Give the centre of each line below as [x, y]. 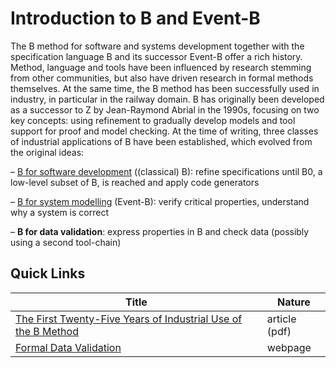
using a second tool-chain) [66, 242]
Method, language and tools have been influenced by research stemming [161, 67]
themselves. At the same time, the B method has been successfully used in [165, 88]
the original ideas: [47, 152]
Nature [293, 302]
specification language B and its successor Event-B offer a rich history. [156, 56]
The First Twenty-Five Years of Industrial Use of [129, 319]
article [281, 319]
